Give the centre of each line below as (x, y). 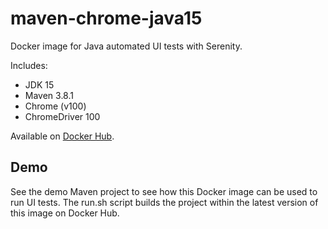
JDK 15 (39, 84)
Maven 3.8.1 (49, 95)
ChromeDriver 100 (62, 116)
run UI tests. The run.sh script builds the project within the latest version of (164, 202)
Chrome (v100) (55, 106)
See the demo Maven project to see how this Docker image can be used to (164, 191)
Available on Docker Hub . (62, 136)
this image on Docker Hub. (65, 213)
